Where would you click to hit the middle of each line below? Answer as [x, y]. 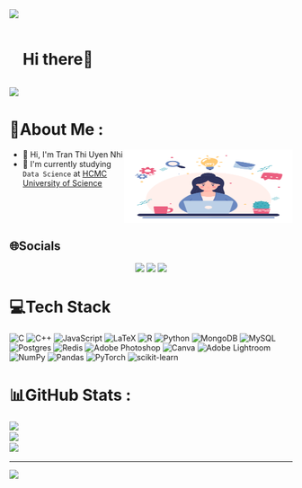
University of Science [62, 182]
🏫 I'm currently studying [67, 164]
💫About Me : [57, 130]
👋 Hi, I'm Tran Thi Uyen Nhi [72, 154]
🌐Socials [35, 246]
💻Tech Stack [60, 307]
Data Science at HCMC [65, 173]
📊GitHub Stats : [71, 395]
